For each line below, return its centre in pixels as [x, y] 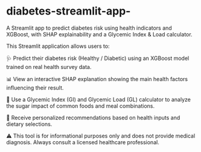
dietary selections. [29, 124]
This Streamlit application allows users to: [58, 46]
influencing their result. [35, 88]
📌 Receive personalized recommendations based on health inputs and [93, 117]
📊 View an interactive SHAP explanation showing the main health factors [97, 79]
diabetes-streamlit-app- [69, 11]
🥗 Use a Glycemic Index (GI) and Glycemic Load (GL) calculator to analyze [99, 99]
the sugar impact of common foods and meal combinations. [81, 106]
